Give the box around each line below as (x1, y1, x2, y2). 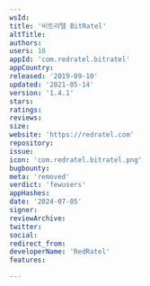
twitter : (9, 222, 42, 231)
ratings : (9, 105, 42, 114)
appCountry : (9, 64, 54, 73)
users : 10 (9, 47, 47, 56)
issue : (9, 147, 34, 156)
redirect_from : (9, 239, 66, 248)
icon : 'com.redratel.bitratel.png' (9, 155, 143, 165)
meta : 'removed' (9, 172, 70, 181)
